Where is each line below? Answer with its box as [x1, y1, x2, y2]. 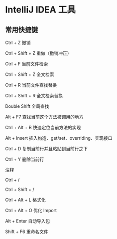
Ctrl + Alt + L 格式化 [5, 197, 46, 203]
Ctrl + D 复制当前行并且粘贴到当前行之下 [5, 146, 88, 152]
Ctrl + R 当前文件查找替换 [5, 82, 57, 88]
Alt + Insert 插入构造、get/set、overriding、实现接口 [5, 135, 113, 141]
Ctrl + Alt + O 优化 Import [5, 208, 57, 213]
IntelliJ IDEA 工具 [5, 4, 76, 15]
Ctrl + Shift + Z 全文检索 [5, 71, 54, 77]
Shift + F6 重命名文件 [5, 229, 48, 235]
